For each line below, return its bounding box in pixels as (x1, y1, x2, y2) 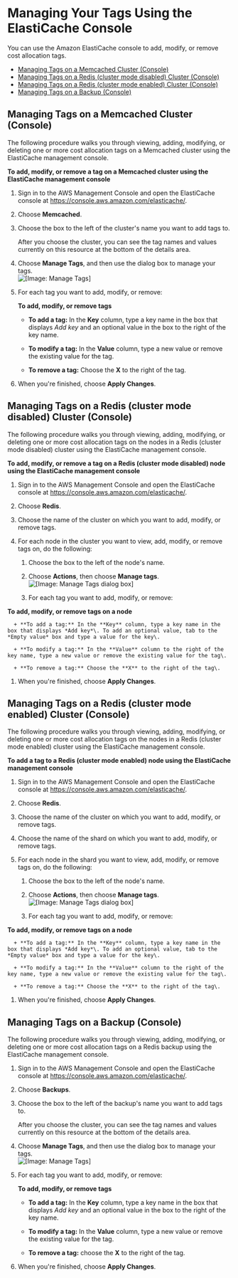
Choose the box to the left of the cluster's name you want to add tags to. (17, 223, 231, 232)
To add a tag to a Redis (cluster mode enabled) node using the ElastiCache (7, 756, 231, 765)
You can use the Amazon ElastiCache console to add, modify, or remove (7, 43, 219, 52)
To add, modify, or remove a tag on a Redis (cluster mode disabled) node (7, 459, 226, 468)
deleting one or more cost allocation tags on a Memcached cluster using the (7, 146, 231, 154)
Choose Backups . (17, 1085, 71, 1094)
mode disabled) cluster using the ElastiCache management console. (7, 445, 207, 453)
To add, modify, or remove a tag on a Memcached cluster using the (7, 167, 209, 176)
